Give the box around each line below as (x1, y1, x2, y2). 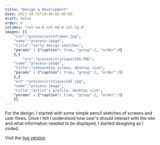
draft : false (5, 16, 32, 21)
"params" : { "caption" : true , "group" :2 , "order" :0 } (14, 47, 123, 52)
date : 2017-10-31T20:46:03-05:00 (5, 12, 73, 16)
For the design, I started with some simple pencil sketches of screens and (5, 110, 153, 116)
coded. (5, 126, 19, 131)
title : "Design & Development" (5, 7, 68, 12)
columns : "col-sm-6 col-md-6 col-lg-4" (5, 25, 86, 30)
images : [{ (5, 29, 27, 34)
